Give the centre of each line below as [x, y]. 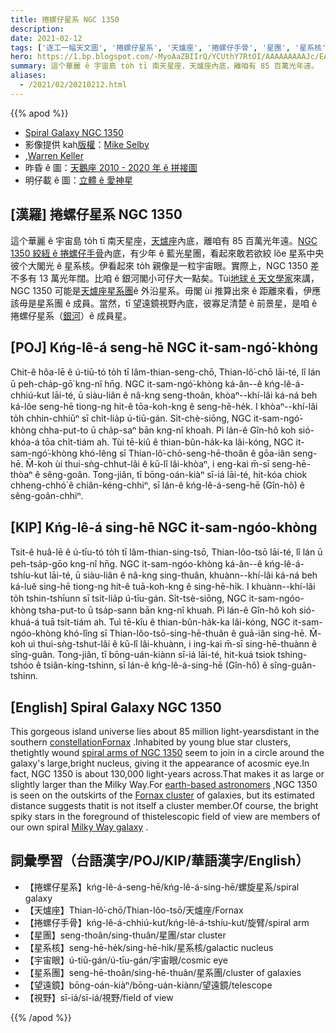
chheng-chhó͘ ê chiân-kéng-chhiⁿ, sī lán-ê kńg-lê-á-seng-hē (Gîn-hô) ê [157, 485]
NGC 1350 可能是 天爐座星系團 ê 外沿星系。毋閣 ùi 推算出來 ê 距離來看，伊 [161, 290]
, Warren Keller [54, 155]
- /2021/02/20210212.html [73, 85]
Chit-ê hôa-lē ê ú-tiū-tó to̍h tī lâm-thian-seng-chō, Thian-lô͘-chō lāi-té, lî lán [165, 372]
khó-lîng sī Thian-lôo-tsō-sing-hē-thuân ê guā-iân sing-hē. [185, 633]
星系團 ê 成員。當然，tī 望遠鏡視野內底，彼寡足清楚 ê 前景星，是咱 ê [177, 303]
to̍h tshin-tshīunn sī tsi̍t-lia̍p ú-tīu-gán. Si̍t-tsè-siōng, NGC [128, 598]
